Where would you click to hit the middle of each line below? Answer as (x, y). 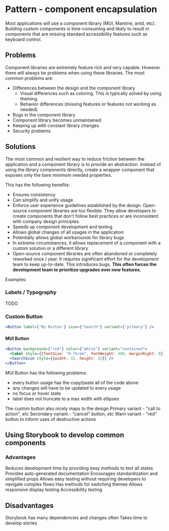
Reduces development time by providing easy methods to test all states (79, 468)
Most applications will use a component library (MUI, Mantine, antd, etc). (80, 23)
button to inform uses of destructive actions (51, 419)
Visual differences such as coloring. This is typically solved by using (91, 93)
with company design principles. (46, 221)
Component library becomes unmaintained (57, 120)
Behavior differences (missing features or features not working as (88, 104)
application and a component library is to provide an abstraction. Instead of (83, 164)
